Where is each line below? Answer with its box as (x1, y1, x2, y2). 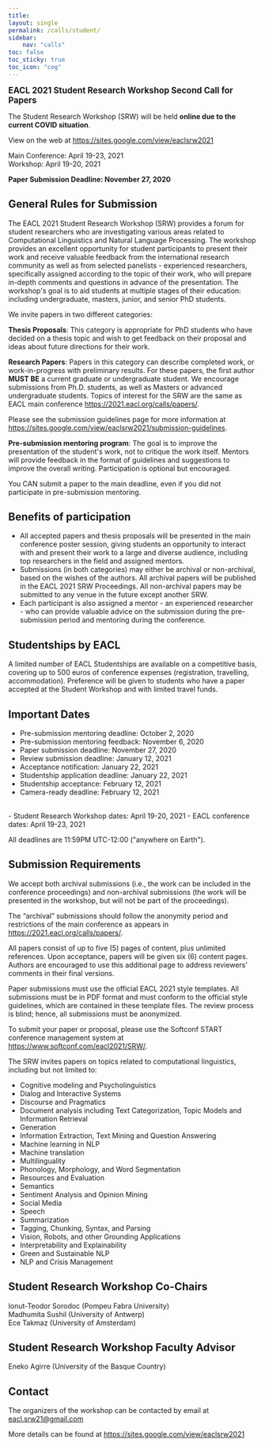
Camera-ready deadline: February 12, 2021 (19, 787, 160, 797)
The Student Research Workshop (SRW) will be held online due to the (8, 112, 236, 121)
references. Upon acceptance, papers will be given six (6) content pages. (8, 951, 248, 961)
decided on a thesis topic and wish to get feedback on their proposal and (8, 333, 247, 343)
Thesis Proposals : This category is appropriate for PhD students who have (8, 325, 253, 334)
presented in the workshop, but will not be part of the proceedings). (8, 896, 229, 905)
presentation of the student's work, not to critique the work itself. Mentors (8, 447, 249, 456)
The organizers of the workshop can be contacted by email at (8, 1406, 210, 1415)
